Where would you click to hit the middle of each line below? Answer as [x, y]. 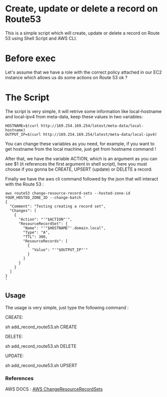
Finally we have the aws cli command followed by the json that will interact [82, 179]
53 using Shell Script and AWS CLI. [41, 38]
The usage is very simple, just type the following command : [67, 307]
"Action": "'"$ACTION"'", [45, 219]
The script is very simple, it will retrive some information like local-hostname [83, 111]
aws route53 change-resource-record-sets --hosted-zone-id [68, 193]
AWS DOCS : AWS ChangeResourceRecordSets [54, 389]
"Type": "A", [37, 232]
